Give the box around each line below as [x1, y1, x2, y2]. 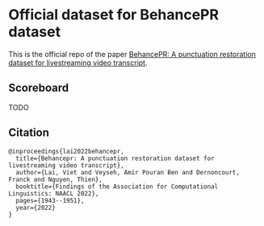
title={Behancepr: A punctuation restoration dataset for [15, 154, 216, 162]
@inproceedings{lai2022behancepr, [8, 147, 125, 155]
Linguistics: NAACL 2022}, [8, 189, 99, 198]
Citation [8, 126, 50, 140]
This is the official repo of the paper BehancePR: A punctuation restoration [8, 49, 257, 59]
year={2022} [15, 203, 57, 212]
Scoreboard [8, 81, 69, 95]
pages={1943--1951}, [15, 196, 85, 204]
